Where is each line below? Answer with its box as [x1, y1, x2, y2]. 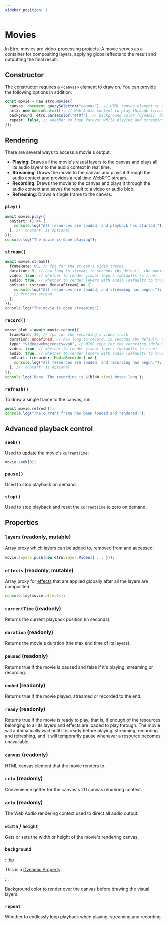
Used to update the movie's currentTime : [5, 450, 89, 456]
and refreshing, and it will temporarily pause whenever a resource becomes [5, 733, 161, 739]
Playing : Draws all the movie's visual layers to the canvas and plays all [12, 159, 158, 165]
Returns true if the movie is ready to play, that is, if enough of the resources [5, 717, 161, 723]
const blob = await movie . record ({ [5, 328, 79, 333]
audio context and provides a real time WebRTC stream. [12, 175, 128, 181]
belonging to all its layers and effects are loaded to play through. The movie [5, 722, 161, 728]
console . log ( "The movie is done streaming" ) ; [5, 306, 101, 311]
